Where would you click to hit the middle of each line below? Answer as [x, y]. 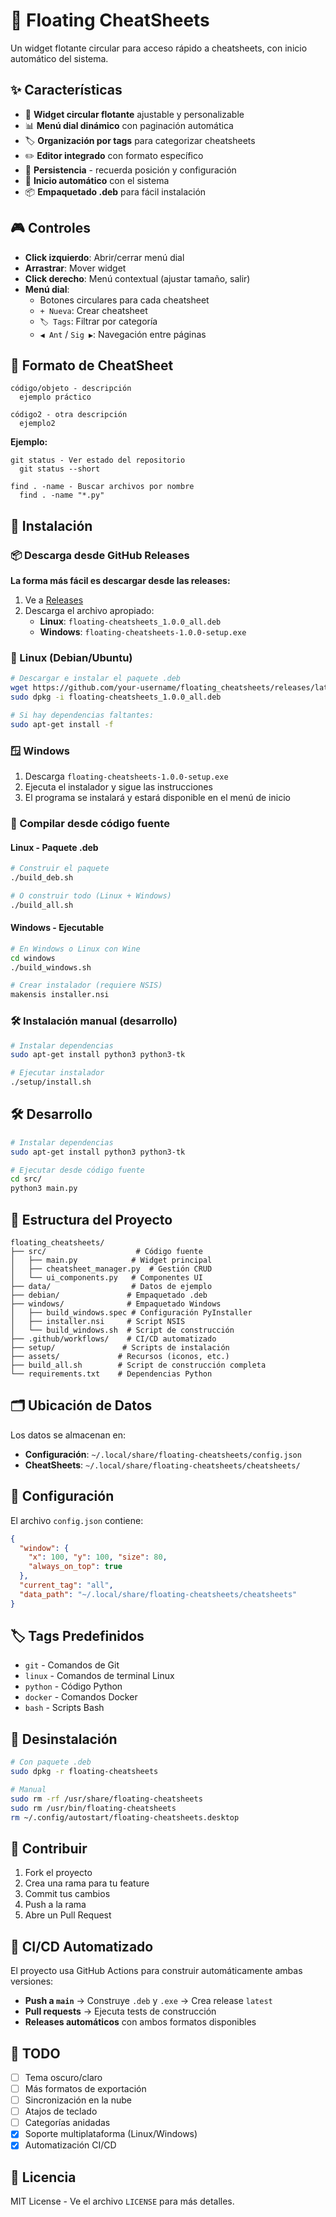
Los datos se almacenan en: [68, 1435]
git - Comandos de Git [72, 1665]
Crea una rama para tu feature [87, 1883]
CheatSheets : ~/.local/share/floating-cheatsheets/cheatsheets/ [162, 1465]
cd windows [33, 958]
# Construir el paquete [60, 869]
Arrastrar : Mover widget [75, 268]
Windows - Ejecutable [57, 928]
